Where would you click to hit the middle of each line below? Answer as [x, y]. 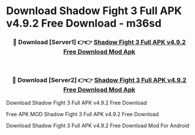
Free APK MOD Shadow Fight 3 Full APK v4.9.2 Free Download [82, 114]
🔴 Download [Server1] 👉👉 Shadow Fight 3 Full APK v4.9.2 [99, 42]
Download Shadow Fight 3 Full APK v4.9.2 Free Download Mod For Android [98, 126]
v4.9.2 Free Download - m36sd [84, 23]
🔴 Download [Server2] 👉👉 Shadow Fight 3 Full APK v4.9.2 [99, 80]
